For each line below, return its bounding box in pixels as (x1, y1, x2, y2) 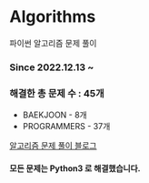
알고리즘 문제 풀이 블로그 (9, 140, 97, 151)
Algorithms (9, 6, 96, 27)
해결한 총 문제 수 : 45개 (9, 86, 104, 99)
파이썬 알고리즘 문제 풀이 (9, 37, 97, 48)
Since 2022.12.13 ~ (9, 61, 94, 74)
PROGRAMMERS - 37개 (22, 121, 111, 132)
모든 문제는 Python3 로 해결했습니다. (9, 162, 141, 174)
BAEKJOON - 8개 (22, 109, 88, 120)
